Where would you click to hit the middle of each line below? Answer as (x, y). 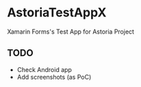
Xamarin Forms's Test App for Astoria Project (71, 32)
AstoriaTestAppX (57, 13)
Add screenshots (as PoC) (54, 77)
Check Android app (44, 69)
